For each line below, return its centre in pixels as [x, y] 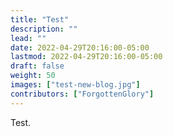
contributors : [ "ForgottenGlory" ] [82, 94]
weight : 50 [33, 76]
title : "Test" [40, 19]
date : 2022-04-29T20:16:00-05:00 [80, 47]
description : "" [44, 29]
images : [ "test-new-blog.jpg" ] [75, 85]
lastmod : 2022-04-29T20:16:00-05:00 [86, 57]
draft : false [37, 66]
